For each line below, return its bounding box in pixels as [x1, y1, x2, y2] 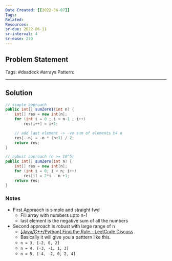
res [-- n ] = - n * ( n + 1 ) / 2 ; [14, 135, 75, 140]
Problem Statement [5, 55, 69, 64]
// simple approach [5, 102, 47, 107]
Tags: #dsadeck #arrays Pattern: [5, 69, 74, 75]
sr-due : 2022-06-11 [5, 27, 47, 32]
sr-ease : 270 [5, 36, 33, 42]
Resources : [5, 22, 29, 27]
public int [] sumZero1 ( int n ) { [5, 107, 74, 112]
